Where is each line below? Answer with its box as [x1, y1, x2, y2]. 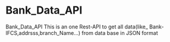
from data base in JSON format [81, 29, 158, 36]
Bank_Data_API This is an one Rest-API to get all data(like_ [5, 23, 148, 30]
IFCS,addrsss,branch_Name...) [5, 29, 81, 36]
